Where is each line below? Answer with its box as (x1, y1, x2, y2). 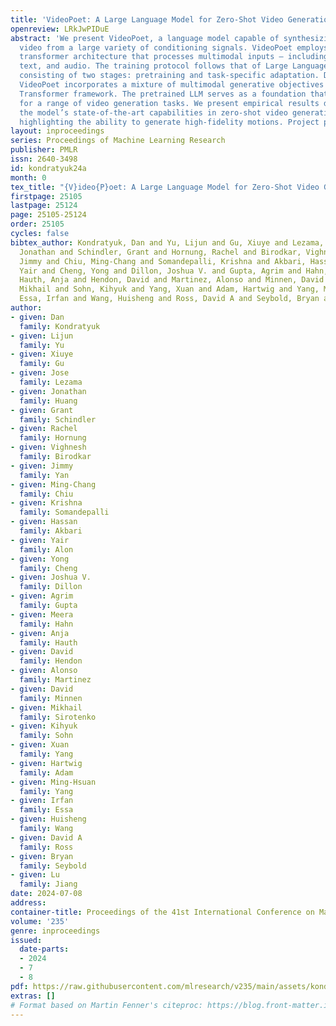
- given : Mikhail (10, 702, 83, 713)
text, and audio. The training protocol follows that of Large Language (19, 61, 329, 71)
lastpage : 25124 (10, 201, 78, 211)
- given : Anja (10, 628, 70, 638)
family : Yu (19, 340, 65, 350)
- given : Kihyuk (10, 721, 78, 731)
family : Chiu (19, 489, 74, 499)
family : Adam (19, 767, 74, 778)
